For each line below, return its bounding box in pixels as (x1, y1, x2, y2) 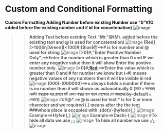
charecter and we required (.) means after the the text (29, 102, 140, 108)
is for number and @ (107, 44, 149, 50)
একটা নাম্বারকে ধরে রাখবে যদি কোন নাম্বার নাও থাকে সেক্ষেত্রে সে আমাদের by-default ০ (29, 91, 151, 97)
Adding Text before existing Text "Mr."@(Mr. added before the (29, 34, 158, 40)
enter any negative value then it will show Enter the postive (29, 60, 151, 66)
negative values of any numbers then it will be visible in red (29, 75, 152, 81)
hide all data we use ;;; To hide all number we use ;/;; (29, 117, 156, 123)
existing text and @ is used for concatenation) (29, 39, 125, 45)
